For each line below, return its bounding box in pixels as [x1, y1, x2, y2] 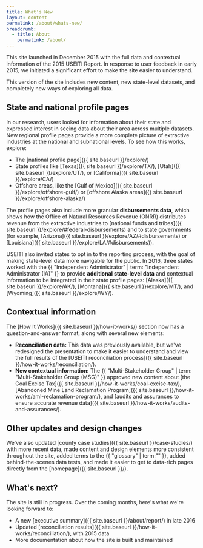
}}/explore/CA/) [15, 175, 54, 183]
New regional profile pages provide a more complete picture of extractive [6, 131, 190, 138]
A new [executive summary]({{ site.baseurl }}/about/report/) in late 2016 [15, 517, 196, 524]
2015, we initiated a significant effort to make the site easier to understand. [6, 67, 193, 73]
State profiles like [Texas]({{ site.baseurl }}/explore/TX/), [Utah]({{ [15, 162, 181, 170]
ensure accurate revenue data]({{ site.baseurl [15, 399, 129, 407]
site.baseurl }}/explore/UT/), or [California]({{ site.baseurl [15, 169, 159, 176]
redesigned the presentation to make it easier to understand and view [15, 347, 189, 355]
